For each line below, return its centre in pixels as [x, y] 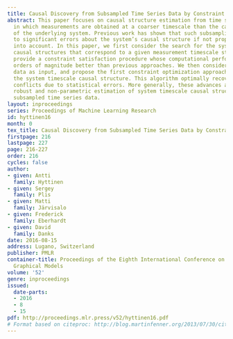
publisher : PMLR [31, 253]
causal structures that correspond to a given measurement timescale [116, 53]
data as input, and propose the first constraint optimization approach [121, 72]
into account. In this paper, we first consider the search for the [114, 46]
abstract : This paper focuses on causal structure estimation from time [114, 20]
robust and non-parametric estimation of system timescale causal [111, 91]
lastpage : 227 [28, 143]
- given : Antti [29, 175]
